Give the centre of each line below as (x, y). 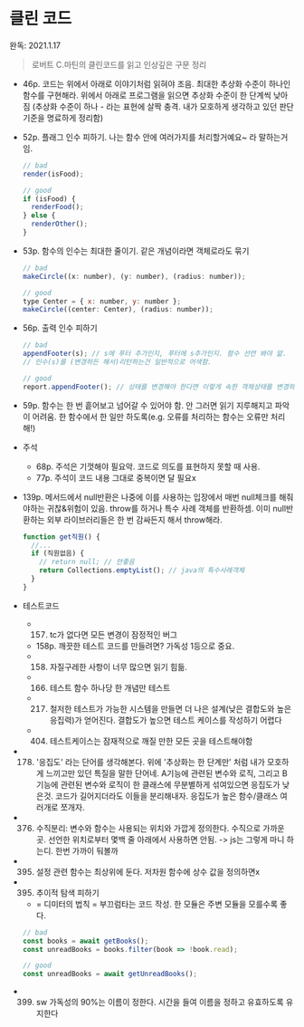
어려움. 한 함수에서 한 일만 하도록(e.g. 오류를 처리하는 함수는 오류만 (150, 417)
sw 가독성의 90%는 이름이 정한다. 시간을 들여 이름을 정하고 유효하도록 (160, 1003)
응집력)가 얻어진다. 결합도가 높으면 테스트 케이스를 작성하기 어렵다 (166, 720)
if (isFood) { (49, 199)
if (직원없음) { (58, 553)
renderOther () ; (60, 224)
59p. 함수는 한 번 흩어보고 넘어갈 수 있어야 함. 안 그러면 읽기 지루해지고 (147, 405)
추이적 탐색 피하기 (67, 892)
